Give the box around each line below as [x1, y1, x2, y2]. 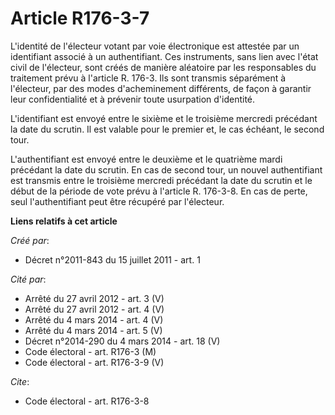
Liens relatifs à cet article [10, 215, 118, 227]
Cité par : [10, 273, 47, 285]
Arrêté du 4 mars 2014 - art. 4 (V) [24, 313, 164, 326]
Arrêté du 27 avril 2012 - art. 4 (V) [24, 303, 165, 315]
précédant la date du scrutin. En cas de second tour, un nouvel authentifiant [10, 163, 323, 176]
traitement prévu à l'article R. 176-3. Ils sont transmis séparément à [10, 72, 287, 84]
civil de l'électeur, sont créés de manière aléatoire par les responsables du [10, 61, 317, 73]
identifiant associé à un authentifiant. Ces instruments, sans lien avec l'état [10, 50, 319, 62]
